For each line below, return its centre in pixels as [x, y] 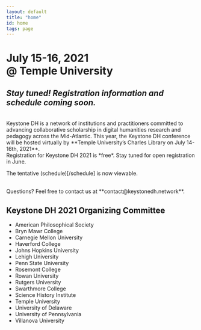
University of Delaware [43, 308]
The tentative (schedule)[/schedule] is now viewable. [72, 173]
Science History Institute [45, 295]
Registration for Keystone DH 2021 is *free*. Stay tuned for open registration [101, 155]
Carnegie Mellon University [49, 237]
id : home [17, 23]
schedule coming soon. [51, 102]
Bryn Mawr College [39, 231]
